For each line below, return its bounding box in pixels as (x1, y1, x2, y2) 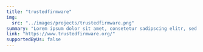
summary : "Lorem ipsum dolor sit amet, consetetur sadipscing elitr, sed (6, 25, 198, 32)
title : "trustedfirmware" (6, 8, 72, 15)
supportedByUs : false (6, 36, 61, 42)
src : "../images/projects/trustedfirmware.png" (12, 20, 135, 26)
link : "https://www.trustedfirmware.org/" (6, 31, 115, 37)
